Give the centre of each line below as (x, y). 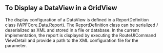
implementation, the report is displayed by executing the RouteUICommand (81, 35)
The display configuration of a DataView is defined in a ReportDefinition (77, 19)
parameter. (16, 45)
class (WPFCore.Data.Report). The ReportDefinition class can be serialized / (82, 25)
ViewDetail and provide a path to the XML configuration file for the (72, 40)
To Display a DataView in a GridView (61, 8)
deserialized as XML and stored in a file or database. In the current (72, 30)
